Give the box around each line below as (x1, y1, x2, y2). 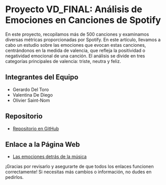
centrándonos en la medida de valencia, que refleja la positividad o (5, 47, 146, 53)
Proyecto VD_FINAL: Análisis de (5, 4, 143, 15)
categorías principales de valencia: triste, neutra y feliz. (5, 58, 121, 64)
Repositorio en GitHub (12, 126, 59, 132)
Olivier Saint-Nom (12, 97, 50, 103)
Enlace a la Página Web (5, 140, 80, 148)
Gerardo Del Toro (12, 86, 49, 92)
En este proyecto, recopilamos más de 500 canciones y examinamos (5, 31, 149, 37)
